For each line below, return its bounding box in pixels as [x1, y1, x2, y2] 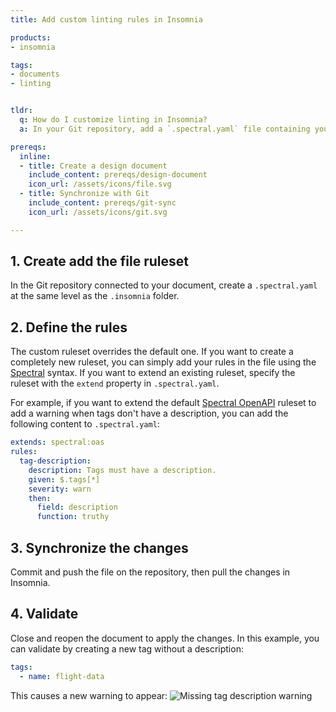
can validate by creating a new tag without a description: [10, 642, 244, 655]
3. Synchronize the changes [10, 539, 189, 556]
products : [10, 32, 52, 43]
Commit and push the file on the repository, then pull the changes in [10, 566, 291, 578]
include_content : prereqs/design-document [28, 170, 208, 180]
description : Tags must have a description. [28, 465, 217, 475]
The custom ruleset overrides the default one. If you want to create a [10, 346, 294, 358]
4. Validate [10, 606, 79, 623]
